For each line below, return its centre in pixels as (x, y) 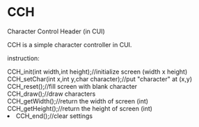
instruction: (23, 58)
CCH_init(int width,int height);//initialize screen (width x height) (97, 71)
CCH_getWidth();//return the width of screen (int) (78, 101)
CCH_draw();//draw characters (51, 94)
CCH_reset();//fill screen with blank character (72, 86)
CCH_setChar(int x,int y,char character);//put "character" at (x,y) (100, 79)
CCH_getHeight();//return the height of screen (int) (80, 108)
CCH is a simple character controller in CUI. (70, 44)
